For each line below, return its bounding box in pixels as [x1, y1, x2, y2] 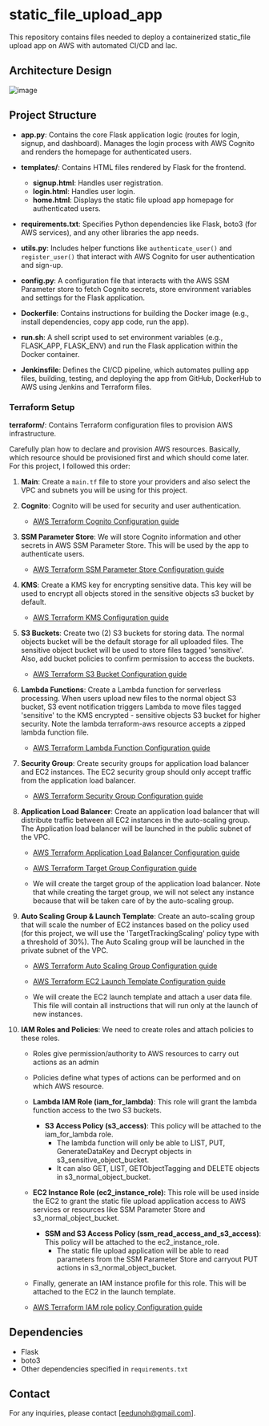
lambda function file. [20, 727, 89, 737]
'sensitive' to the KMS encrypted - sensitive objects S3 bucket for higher [20, 710, 261, 719]
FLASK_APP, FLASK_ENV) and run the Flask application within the [20, 341, 239, 350]
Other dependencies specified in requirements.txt [20, 1363, 189, 1373]
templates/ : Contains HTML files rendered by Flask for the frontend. [20, 162, 247, 172]
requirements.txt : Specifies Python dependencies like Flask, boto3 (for [20, 219, 257, 229]
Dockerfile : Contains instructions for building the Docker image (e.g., [20, 308, 249, 318]
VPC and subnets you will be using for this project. [20, 485, 188, 495]
